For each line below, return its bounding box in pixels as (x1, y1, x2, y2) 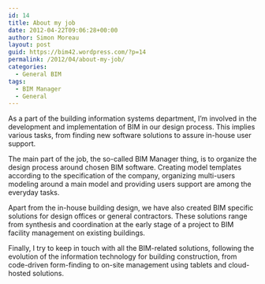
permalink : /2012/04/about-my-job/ (8, 56, 125, 64)
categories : (8, 63, 47, 71)
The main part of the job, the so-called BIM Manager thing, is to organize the (8, 155, 258, 164)
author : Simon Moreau (8, 33, 80, 42)
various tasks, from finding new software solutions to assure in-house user (8, 131, 252, 140)
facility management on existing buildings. (8, 228, 146, 237)
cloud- (228, 260, 250, 270)
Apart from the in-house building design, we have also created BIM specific (8, 203, 254, 213)
